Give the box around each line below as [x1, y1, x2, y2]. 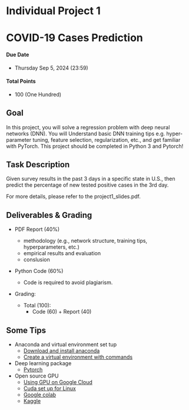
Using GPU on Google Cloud [23, 379, 93, 386]
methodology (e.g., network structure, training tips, [23, 237, 148, 245]
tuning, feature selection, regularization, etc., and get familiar [32, 136, 181, 143]
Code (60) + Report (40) [32, 308, 92, 315]
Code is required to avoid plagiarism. [23, 279, 113, 286]
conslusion [23, 256, 50, 263]
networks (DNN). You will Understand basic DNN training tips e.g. [6, 130, 165, 137]
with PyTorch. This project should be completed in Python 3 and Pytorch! [6, 142, 184, 149]
